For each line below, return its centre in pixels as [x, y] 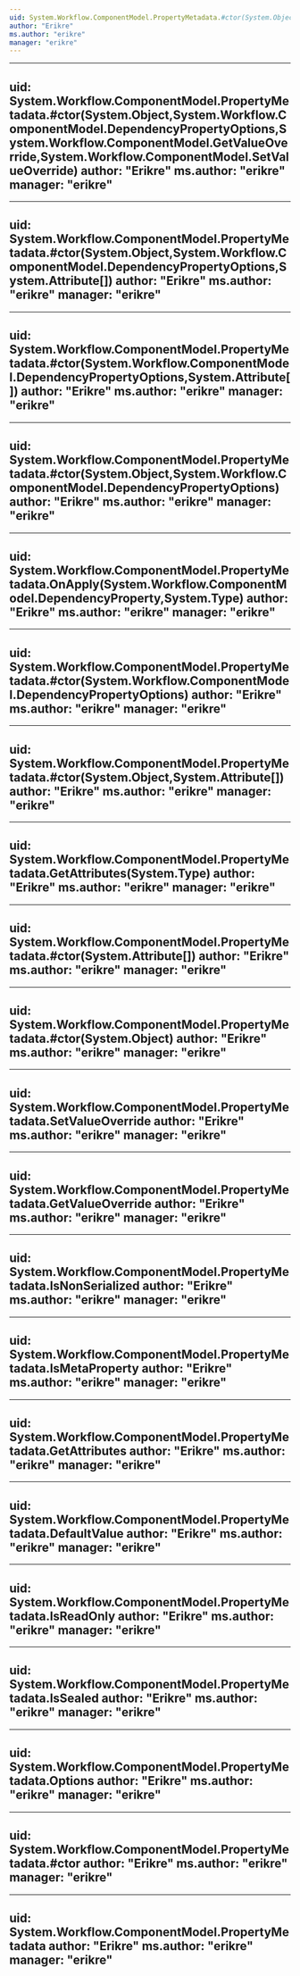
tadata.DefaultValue [67, 1534]
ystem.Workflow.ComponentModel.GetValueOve [149, 142]
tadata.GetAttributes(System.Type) [110, 874]
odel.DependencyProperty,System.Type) [126, 598]
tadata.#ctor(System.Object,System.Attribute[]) [147, 777]
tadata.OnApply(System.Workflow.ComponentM [148, 584]
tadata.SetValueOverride [80, 1121]
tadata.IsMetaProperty [75, 1368]
